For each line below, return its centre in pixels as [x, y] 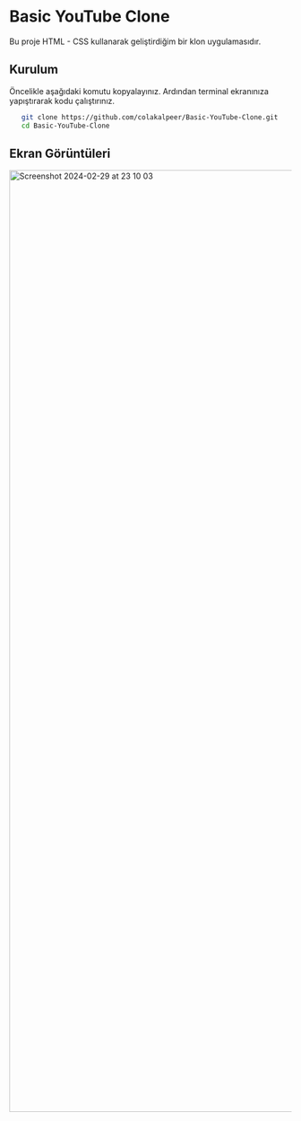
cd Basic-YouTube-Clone [65, 126]
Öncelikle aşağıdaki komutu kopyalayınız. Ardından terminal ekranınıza [139, 91]
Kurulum [34, 70]
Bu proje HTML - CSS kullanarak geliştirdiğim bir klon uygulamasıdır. [135, 41]
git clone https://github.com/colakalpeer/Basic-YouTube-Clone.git [150, 117]
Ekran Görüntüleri [60, 153]
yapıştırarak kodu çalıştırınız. [62, 101]
